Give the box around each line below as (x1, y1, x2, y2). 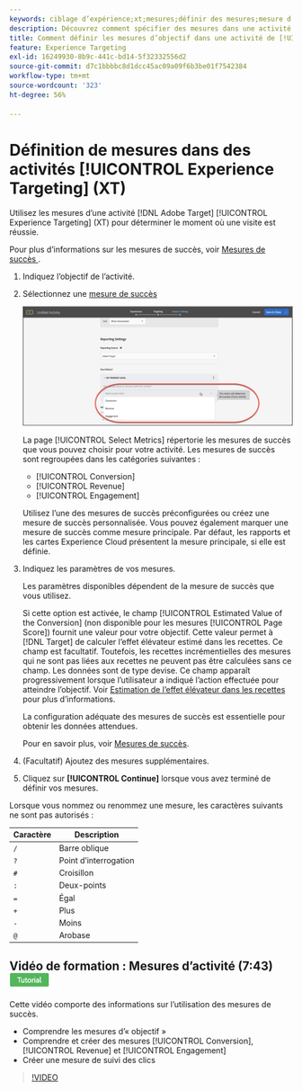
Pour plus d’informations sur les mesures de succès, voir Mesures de (9, 244, 266, 255)
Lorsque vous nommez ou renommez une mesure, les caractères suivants (9, 800, 283, 810)
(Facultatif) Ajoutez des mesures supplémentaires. (22, 756, 209, 766)
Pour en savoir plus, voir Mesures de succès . (22, 738, 190, 748)
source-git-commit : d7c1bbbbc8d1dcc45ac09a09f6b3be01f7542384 (9, 62, 247, 71)
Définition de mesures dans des (9, 139, 252, 160)
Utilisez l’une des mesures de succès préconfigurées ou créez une (22, 507, 270, 518)
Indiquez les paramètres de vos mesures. (22, 563, 176, 574)
